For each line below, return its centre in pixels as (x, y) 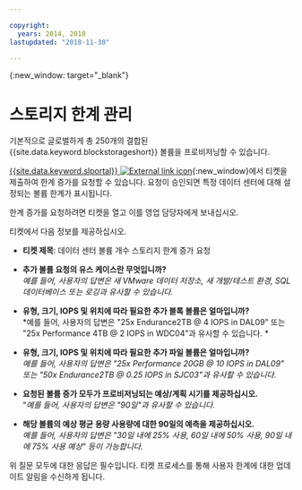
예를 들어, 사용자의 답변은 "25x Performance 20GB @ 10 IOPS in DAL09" (153, 364)
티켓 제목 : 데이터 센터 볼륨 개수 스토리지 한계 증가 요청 (116, 251)
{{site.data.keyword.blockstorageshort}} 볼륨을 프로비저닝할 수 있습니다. (140, 152)
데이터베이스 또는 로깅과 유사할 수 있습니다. (98, 292)
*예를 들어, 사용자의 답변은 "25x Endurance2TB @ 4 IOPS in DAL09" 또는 (154, 322)
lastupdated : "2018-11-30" (60, 42)
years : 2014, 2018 (52, 34)
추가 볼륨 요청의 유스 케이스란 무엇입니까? (95, 270)
